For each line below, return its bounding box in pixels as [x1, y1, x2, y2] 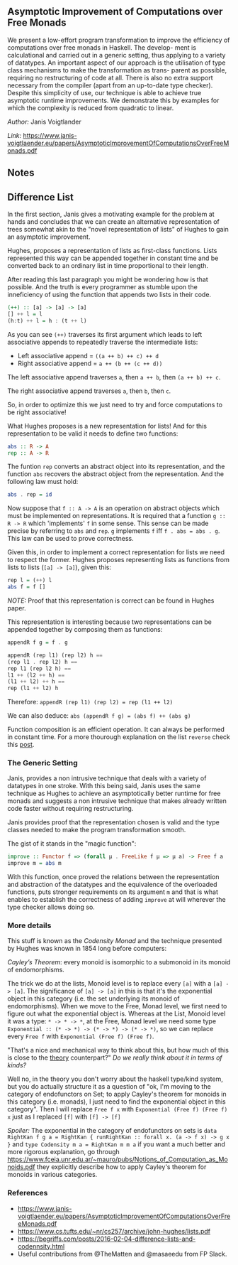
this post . [7, 741, 35, 749]
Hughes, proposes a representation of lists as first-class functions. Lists [7, 247, 217, 255]
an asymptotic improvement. [7, 232, 91, 241]
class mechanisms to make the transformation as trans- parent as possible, [7, 65, 227, 74]
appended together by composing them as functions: [7, 625, 163, 634]
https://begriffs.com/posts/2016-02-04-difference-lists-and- [17, 1234, 196, 1243]
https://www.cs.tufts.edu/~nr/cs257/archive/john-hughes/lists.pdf [17, 1227, 211, 1235]
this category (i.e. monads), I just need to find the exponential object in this [7, 1097, 227, 1106]
